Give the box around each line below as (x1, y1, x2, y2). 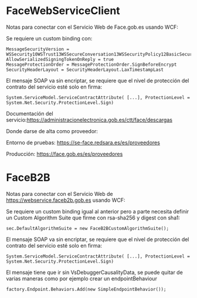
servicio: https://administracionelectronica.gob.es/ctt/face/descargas (6, 116, 173, 123)
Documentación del (6, 110, 54, 117)
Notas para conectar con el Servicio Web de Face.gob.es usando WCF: (6, 23, 179, 31)
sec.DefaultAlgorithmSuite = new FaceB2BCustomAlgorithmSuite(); (6, 225, 169, 231)
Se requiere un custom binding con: (6, 35, 93, 42)
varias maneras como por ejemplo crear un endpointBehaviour (6, 275, 157, 282)
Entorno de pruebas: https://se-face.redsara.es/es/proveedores (6, 139, 160, 146)
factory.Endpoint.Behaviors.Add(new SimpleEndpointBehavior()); (6, 286, 167, 292)
